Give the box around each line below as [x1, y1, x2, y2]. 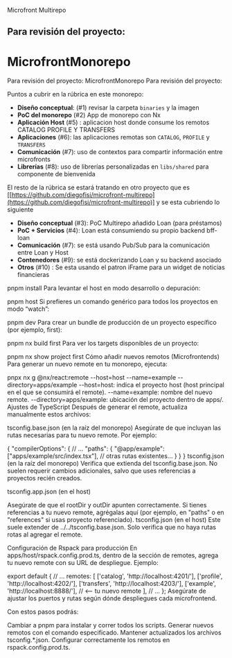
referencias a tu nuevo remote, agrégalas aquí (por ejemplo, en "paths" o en [7, 508, 224, 516]
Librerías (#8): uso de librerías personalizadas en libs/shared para [17, 162, 209, 171]
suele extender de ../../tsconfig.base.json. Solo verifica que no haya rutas [7, 523, 217, 532]
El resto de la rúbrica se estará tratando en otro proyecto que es [7, 183, 190, 192]
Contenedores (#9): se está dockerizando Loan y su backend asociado [17, 256, 222, 264]
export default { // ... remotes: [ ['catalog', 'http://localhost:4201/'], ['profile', [7, 572, 223, 580]
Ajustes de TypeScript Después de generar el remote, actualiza [7, 403, 188, 412]
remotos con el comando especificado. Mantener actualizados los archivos [7, 628, 222, 637]
